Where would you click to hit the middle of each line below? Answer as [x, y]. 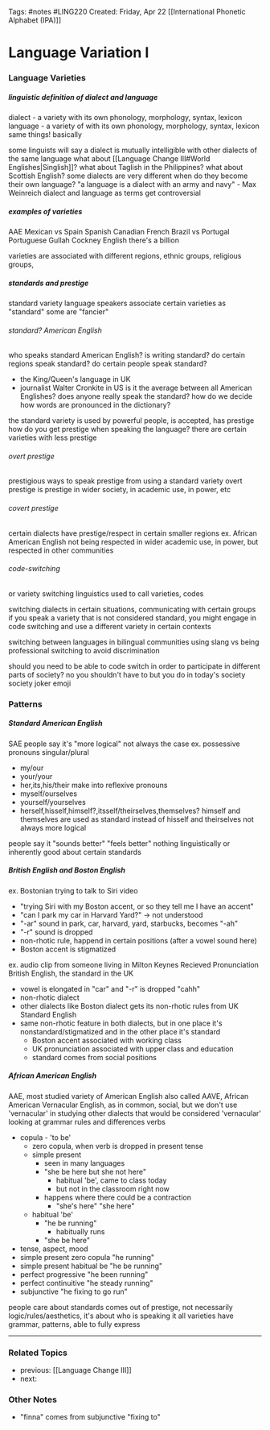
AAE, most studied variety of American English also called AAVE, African [129, 1096]
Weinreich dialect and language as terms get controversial [104, 193]
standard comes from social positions [94, 1057]
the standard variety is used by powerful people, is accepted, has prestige [131, 421]
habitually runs [80, 1231]
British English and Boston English [67, 870]
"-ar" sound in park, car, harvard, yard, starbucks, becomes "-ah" [129, 923]
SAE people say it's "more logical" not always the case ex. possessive [124, 744]
